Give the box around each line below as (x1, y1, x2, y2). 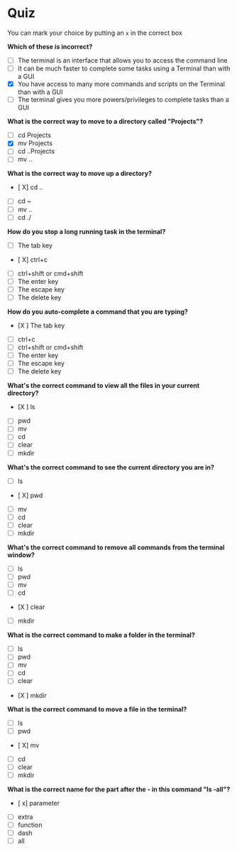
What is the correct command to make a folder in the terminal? (7, 631, 195, 640)
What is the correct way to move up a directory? (7, 169, 153, 178)
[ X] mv (17, 741, 40, 749)
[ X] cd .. (17, 183, 44, 191)
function (17, 820, 43, 829)
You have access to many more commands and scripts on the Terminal (17, 80, 226, 88)
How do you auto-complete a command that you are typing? (7, 307, 188, 316)
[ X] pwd (17, 491, 43, 499)
